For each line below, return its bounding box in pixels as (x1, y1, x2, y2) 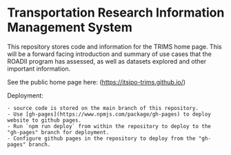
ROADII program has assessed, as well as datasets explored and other (7, 57, 207, 65)
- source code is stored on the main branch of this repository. (7, 104, 199, 111)
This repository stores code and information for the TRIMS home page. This (7, 42, 222, 51)
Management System (7, 19, 133, 35)
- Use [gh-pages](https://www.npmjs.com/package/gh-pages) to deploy (7, 111, 212, 118)
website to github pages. (7, 116, 81, 124)
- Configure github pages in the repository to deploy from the (7, 135, 196, 142)
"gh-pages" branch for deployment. (7, 129, 110, 136)
